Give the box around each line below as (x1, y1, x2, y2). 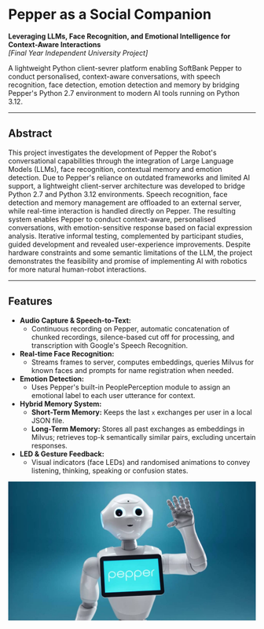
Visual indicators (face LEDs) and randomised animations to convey (31, 457, 251, 466)
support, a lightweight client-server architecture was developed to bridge (8, 181, 246, 190)
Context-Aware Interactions (8, 39, 101, 49)
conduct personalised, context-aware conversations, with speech (8, 71, 221, 81)
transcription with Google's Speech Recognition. (31, 340, 189, 350)
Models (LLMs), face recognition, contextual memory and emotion (8, 164, 222, 174)
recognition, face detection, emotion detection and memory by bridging (8, 80, 240, 90)
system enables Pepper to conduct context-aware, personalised (8, 214, 216, 224)
